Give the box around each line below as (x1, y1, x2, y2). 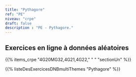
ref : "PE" (5, 12, 26, 17)
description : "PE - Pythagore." (5, 26, 74, 30)
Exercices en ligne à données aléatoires (5, 44, 129, 52)
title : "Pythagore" (5, 7, 45, 12)
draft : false (5, 21, 32, 26)
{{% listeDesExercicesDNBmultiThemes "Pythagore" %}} (5, 66, 121, 72)
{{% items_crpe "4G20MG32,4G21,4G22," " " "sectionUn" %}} (5, 56, 132, 62)
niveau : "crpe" (5, 16, 36, 21)
